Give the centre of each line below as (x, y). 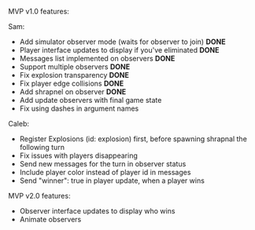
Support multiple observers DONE (75, 67)
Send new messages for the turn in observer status (103, 164)
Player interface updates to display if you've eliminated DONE (119, 50)
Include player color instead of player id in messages (105, 172)
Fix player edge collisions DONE (72, 83)
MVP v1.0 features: (39, 11)
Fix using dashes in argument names (79, 108)
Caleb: (19, 124)
